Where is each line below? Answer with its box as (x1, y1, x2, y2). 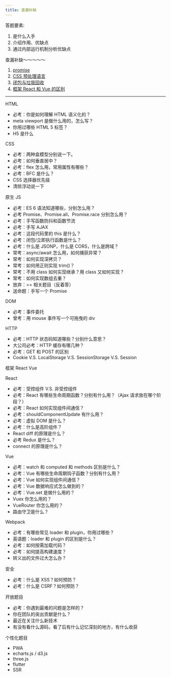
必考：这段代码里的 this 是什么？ (12, 230, 81, 237)
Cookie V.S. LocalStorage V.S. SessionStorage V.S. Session (12, 354, 137, 360)
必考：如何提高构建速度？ (12, 548, 67, 554)
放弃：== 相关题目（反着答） (12, 282, 74, 288)
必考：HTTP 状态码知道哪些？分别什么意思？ (12, 336, 107, 342)
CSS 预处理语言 (12, 73, 46, 79)
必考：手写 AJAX (12, 224, 48, 230)
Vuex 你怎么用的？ (12, 496, 52, 502)
